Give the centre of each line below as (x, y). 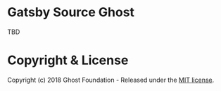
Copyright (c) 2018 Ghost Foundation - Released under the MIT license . (111, 80)
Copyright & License (68, 60)
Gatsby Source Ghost (71, 12)
